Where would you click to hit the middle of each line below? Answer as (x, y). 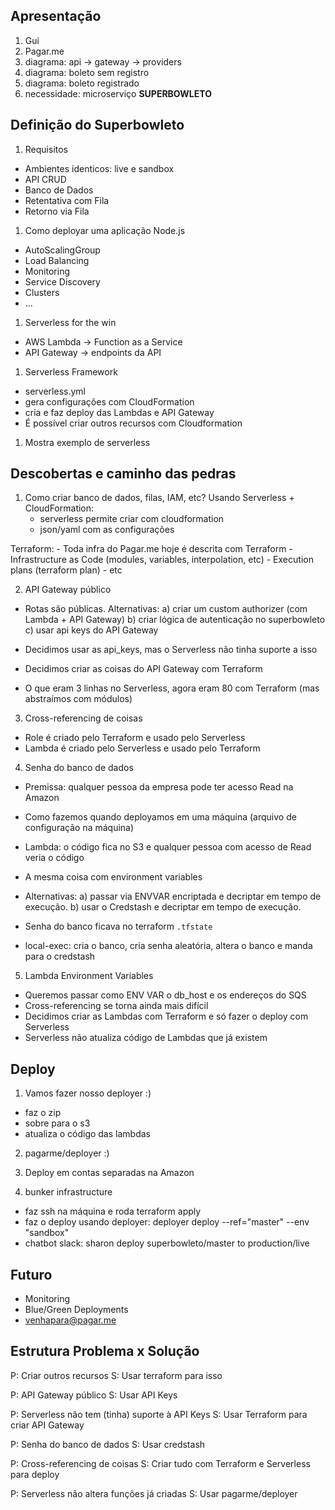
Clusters (42, 292)
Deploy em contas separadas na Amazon (109, 1173)
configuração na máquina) (79, 828)
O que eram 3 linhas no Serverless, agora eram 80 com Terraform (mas (172, 688)
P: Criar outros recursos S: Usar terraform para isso (116, 1375)
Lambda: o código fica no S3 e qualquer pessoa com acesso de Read (168, 847)
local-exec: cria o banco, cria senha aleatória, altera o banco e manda (168, 946)
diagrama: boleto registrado (82, 83)
